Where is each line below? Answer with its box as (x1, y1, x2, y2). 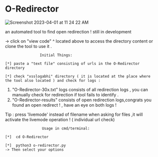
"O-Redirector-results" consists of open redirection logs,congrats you (12, 97, 152, 103)
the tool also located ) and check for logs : (5, 78, 101, 83)
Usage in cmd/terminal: (42, 126, 90, 131)
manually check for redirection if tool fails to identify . (12, 92, 119, 97)
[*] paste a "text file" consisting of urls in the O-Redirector (5, 61, 140, 66)
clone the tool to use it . (5, 43, 52, 49)
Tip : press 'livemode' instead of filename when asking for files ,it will (5, 111, 143, 117)
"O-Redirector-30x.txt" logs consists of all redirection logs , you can (12, 86, 148, 93)
